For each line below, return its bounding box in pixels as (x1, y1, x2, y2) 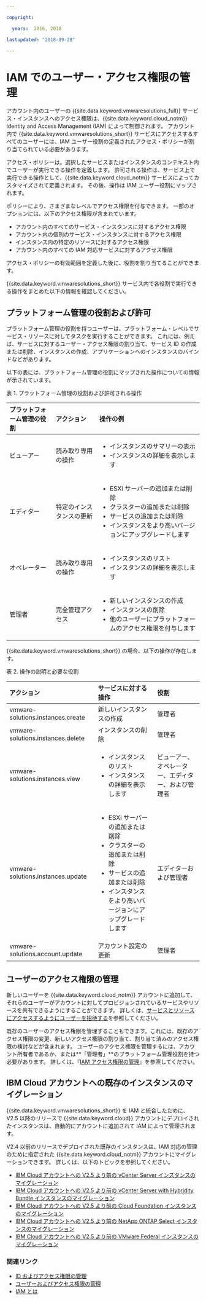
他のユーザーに (109, 615, 153, 624)
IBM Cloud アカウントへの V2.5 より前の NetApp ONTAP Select (15, 1217, 175, 1225)
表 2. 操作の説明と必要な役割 (6, 668, 79, 675)
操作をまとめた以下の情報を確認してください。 (11, 288, 130, 295)
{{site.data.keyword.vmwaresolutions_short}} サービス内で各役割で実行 (6, 280, 187, 288)
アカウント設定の (97, 941, 148, 950)
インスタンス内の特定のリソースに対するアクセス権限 (15, 238, 149, 246)
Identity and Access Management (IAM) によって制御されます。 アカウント (6, 122, 195, 130)
